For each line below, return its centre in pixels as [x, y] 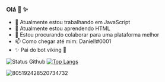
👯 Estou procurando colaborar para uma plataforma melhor [87, 35]
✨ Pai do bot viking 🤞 [41, 50]
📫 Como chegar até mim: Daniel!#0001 [63, 41]
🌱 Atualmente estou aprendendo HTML [63, 28]
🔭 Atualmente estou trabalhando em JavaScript [72, 22]
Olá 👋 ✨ [17, 9]
